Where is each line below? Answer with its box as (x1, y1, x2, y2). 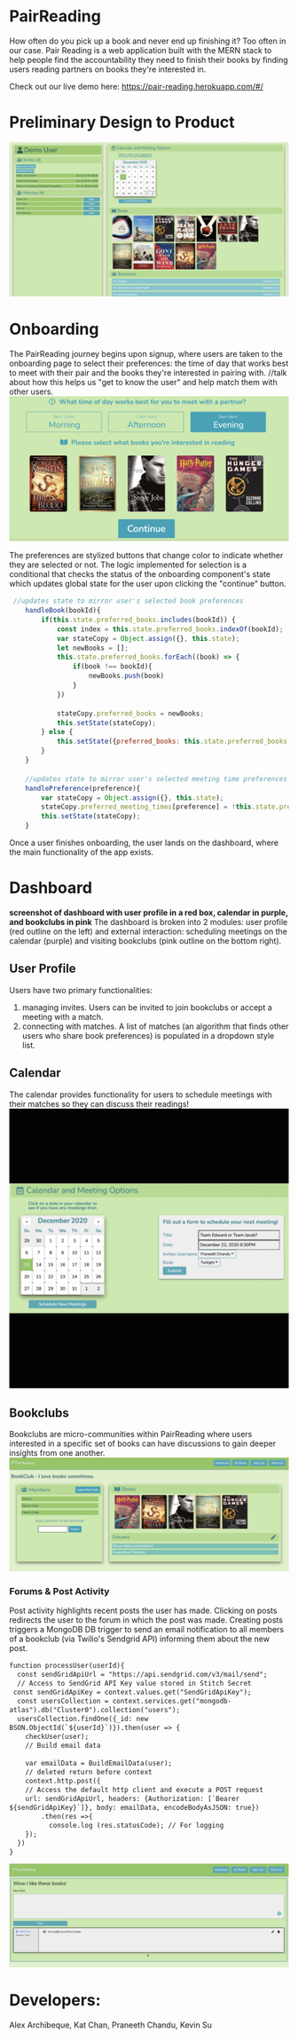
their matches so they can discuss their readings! (9, 1098, 189, 1109)
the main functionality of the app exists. (9, 847, 153, 857)
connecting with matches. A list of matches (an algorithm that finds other (21, 1021, 289, 1031)
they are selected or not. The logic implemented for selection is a (9, 559, 247, 570)
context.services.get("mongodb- (112, 1697, 232, 1706)
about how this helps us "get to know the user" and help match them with (9, 376, 278, 387)
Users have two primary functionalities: (9, 984, 153, 995)
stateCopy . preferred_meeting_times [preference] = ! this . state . (41, 802, 279, 811)
